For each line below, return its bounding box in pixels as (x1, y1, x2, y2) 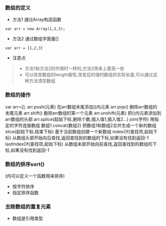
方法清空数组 (29, 78, 55, 84)
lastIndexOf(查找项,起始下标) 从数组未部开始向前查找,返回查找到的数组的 (5, 141, 153, 147)
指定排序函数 (12, 189, 39, 195)
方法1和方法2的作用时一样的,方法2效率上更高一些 (24, 65, 125, 71)
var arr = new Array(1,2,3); (5, 26, 65, 32)
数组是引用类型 (12, 216, 43, 222)
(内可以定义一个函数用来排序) (5, 172, 65, 179)
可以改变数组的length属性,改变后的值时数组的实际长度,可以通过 (24, 72, 153, 78)
